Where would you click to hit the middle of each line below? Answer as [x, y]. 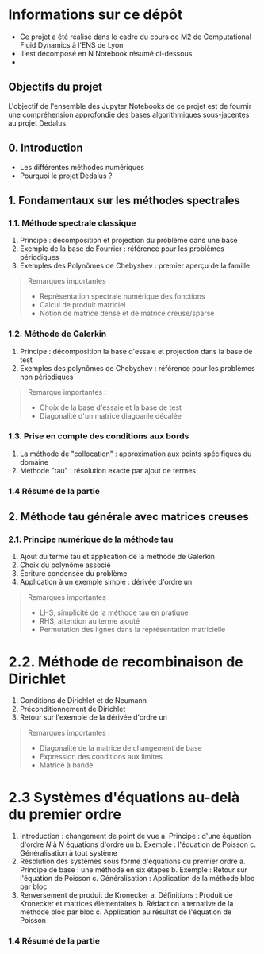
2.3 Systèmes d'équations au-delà [124, 797]
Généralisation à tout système [68, 853]
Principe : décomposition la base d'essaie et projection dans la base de [136, 351]
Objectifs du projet [55, 87]
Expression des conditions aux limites [101, 757]
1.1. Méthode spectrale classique [72, 222]
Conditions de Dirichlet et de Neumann [83, 701]
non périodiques [46, 377]
